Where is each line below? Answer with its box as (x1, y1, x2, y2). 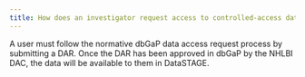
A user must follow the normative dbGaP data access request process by (9, 38, 283, 49)
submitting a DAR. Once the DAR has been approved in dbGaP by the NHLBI (9, 47, 293, 59)
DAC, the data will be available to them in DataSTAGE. (9, 57, 211, 68)
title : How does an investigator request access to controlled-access (9, 13, 282, 23)
